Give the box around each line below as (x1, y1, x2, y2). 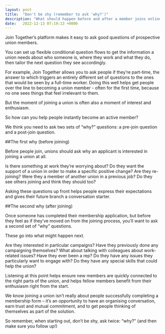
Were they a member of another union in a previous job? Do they (22, 173, 153, 180)
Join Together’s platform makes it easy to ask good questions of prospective (5, 34, 160, 40)
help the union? (5, 263, 37, 269)
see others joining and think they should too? (5, 179, 96, 185)
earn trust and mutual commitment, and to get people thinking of (5, 303, 136, 309)
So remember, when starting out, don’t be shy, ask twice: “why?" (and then (5, 318, 157, 324)
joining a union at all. (5, 154, 47, 160)
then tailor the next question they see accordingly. (5, 60, 107, 66)
